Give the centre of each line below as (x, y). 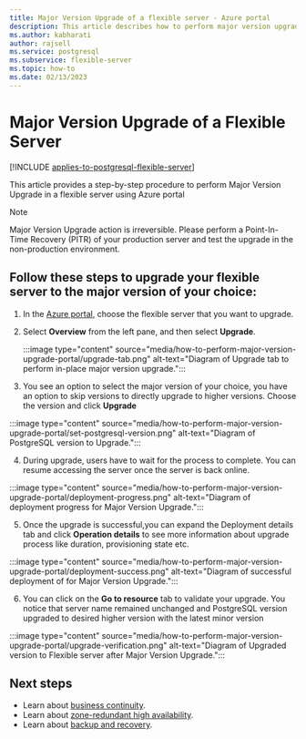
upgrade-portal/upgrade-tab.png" (87, 359)
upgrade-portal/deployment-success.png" (89, 571)
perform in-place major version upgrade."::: (104, 368)
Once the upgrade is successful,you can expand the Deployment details (158, 524)
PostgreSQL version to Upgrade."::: (75, 442)
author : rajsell (40, 43)
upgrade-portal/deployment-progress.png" (90, 497)
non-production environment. (65, 249)
